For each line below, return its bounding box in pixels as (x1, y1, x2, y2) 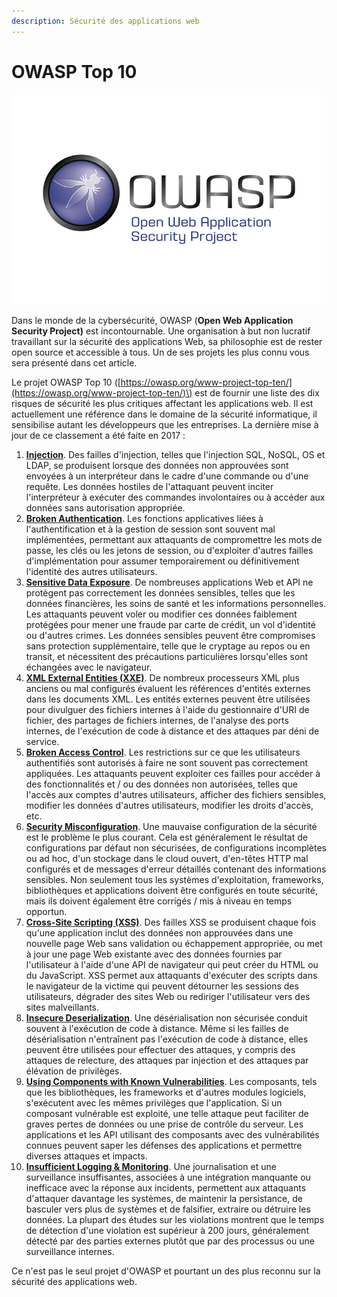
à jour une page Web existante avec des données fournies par (25, 948, 283, 960)
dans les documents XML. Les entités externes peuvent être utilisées (25, 693, 311, 705)
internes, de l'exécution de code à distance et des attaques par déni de (25, 725, 320, 737)
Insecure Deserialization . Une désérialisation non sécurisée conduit (25, 1011, 308, 1024)
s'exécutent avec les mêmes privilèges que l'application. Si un (25, 1096, 283, 1109)
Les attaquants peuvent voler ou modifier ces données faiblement (25, 608, 298, 620)
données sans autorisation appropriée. (25, 501, 186, 514)
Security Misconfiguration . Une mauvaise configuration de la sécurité (25, 820, 318, 832)
